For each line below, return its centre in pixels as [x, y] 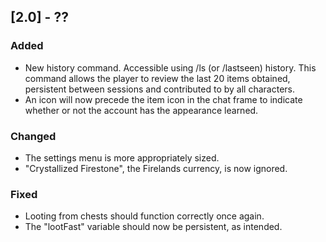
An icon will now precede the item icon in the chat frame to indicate [163, 99]
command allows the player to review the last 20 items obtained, [157, 78]
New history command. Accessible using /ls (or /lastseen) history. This [170, 67]
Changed [33, 136]
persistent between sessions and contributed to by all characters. [160, 89]
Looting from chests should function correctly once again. [144, 216]
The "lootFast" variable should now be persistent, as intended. [153, 227]
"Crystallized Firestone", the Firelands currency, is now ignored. [156, 168]
